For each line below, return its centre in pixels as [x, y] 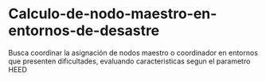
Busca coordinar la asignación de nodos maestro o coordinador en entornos [133, 52]
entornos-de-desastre [84, 31]
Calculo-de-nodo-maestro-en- [113, 14]
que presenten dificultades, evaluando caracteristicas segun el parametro [129, 61]
